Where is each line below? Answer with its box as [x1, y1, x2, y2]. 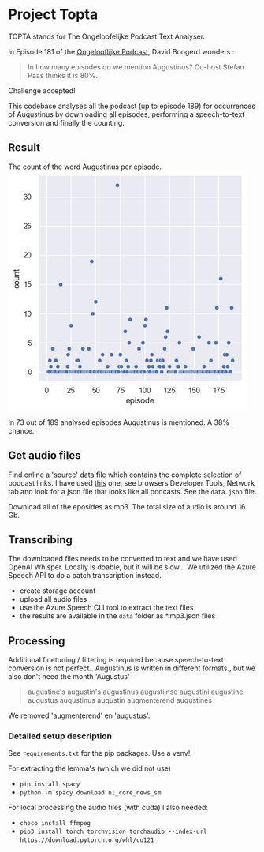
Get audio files [8, 449, 81, 463]
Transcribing [8, 533, 73, 546]
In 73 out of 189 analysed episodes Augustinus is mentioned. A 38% [8, 417, 230, 427]
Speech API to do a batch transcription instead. [8, 571, 162, 580]
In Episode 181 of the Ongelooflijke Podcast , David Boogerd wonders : [8, 47, 235, 56]
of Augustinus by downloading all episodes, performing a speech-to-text [8, 109, 245, 119]
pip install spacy [19, 780, 80, 789]
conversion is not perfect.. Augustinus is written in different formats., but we [8, 663, 256, 673]
